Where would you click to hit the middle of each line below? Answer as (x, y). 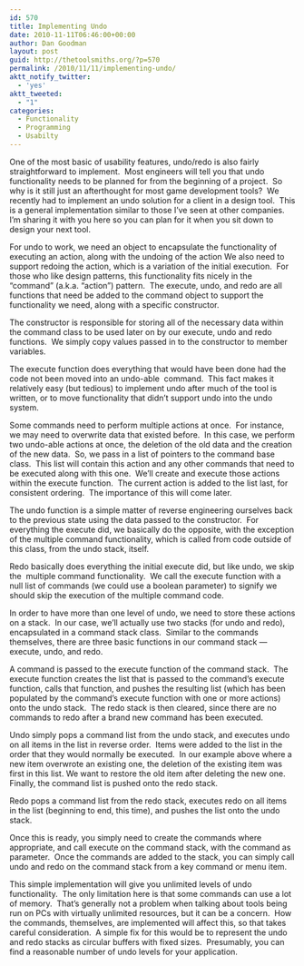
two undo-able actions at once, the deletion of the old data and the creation (151, 444)
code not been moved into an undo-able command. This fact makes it (142, 379)
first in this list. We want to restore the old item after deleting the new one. (147, 774)
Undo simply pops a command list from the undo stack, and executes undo (150, 734)
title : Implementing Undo (58, 26)
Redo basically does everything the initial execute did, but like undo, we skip (152, 566)
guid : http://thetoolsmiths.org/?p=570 (85, 60)
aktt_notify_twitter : (50, 77)
